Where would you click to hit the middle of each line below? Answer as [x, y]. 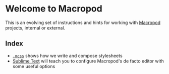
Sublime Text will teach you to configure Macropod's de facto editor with [88, 61]
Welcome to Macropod [54, 9]
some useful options [34, 66]
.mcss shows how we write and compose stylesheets [67, 55]
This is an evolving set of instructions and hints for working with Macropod [83, 22]
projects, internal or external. [35, 27]
